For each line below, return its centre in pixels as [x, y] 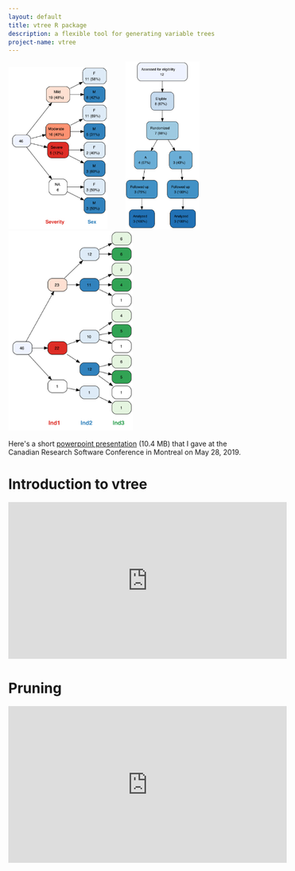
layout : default [35, 17]
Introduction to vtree [78, 484]
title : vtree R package [48, 25]
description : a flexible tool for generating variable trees [112, 33]
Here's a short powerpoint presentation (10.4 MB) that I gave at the [118, 443]
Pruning [35, 688]
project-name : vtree [43, 42]
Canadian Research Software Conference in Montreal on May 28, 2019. [124, 452]
